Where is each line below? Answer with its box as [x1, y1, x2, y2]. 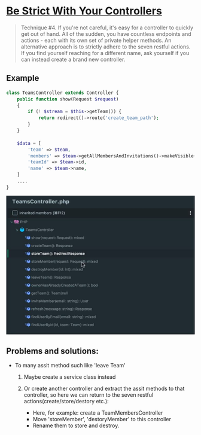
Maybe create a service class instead [23, 373, 116, 381]
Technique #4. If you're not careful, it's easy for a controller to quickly [20, 24, 193, 31]
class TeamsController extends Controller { [6, 90, 119, 96]
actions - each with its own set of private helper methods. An [20, 36, 172, 44]
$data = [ [17, 140, 42, 146]
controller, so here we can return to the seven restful [23, 391, 154, 399]
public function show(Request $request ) [17, 96, 119, 102]
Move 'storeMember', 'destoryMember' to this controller [32, 416, 172, 423]
